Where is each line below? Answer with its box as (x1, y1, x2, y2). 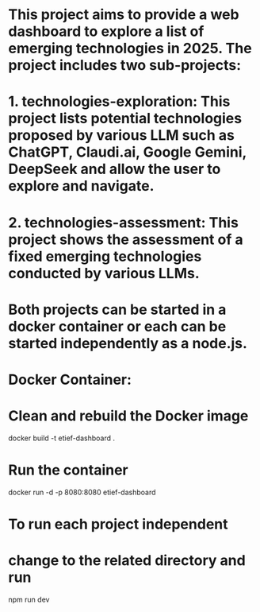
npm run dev (8, 595, 50, 604)
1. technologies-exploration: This (8, 93, 231, 110)
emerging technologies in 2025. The (8, 40, 252, 57)
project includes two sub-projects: (8, 56, 242, 75)
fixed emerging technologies (8, 247, 202, 265)
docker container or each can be (8, 317, 227, 335)
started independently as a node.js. (8, 334, 248, 352)
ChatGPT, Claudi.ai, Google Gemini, (8, 143, 247, 161)
